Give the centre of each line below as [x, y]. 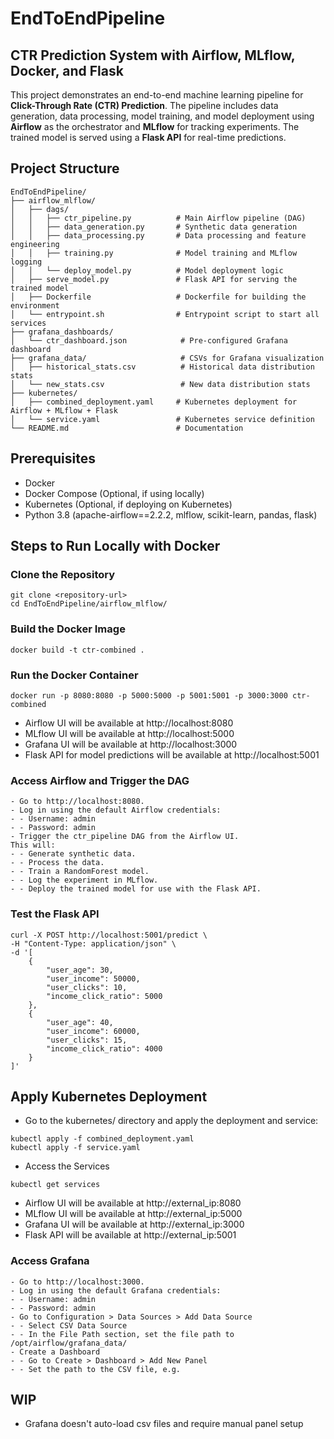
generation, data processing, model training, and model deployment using [162, 116]
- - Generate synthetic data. [73, 854]
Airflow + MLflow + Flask [64, 410]
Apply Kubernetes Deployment [109, 1096]
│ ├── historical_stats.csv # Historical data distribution [162, 367]
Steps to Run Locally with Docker [115, 546]
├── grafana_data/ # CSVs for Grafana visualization [167, 358]
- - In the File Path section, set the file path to [122, 1334]
